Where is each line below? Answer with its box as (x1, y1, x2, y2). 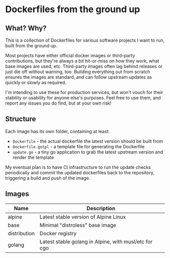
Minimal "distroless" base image (39, 221, 116, 229)
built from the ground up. (5, 43, 58, 49)
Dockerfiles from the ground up (5, 4, 140, 15)
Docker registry (39, 230, 77, 237)
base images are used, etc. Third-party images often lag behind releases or (5, 63, 163, 69)
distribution (8, 230, 35, 237)
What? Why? (5, 24, 47, 33)
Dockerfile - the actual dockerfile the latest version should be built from (12, 138, 163, 144)
